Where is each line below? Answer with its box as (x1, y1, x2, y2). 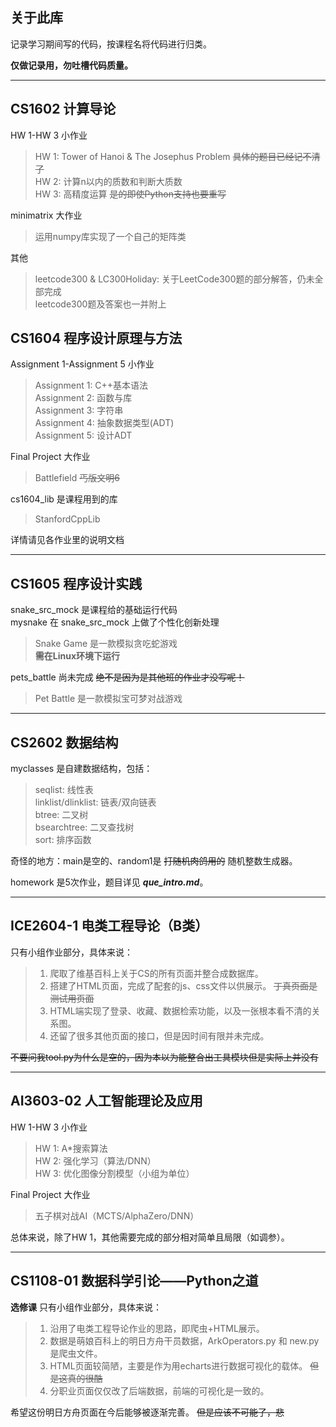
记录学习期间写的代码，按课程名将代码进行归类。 (10, 38, 212, 50)
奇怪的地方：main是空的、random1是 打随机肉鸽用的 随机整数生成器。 (10, 855, 298, 867)
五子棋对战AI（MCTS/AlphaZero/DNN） (34, 1209, 200, 1222)
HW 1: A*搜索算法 (34, 1142, 108, 1154)
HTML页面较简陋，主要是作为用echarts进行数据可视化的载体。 (49, 1359, 308, 1372)
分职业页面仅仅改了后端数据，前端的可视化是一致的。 (49, 1384, 270, 1397)
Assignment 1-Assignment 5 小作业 (10, 358, 155, 370)
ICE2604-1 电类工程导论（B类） (10, 918, 209, 935)
